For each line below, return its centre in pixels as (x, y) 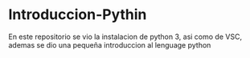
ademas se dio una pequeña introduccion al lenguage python (110, 44)
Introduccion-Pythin (78, 15)
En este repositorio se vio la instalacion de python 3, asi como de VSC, (125, 37)
